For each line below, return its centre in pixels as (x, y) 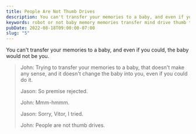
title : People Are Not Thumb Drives (50, 11)
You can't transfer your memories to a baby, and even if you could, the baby (97, 50)
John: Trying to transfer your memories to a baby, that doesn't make (102, 67)
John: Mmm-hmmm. (45, 102)
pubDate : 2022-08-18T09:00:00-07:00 (50, 28)
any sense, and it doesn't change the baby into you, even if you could (104, 74)
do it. (27, 80)
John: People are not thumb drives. (62, 125)
